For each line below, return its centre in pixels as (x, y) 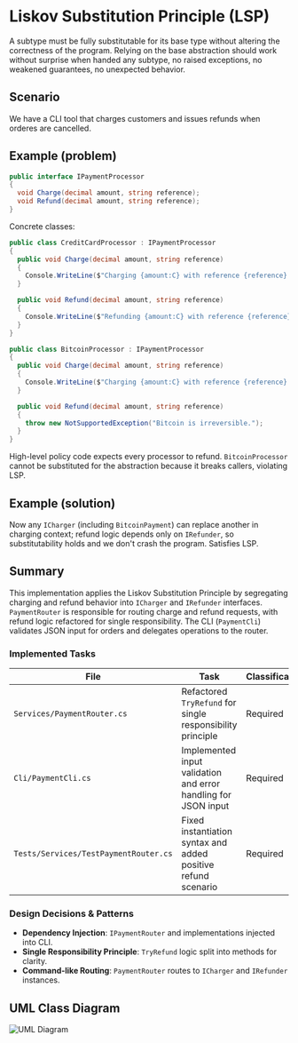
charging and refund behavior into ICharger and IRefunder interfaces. (136, 602)
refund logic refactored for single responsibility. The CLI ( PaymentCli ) (135, 621)
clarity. (34, 961)
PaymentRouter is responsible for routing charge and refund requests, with (144, 611)
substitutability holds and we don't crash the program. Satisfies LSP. (134, 543)
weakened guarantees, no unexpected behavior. (98, 69)
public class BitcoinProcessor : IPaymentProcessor (106, 349)
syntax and (204, 843)
